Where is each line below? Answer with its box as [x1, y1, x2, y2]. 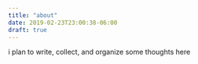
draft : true [8, 26, 47, 34]
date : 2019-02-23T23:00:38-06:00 [8, 19, 118, 27]
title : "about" [8, 11, 58, 20]
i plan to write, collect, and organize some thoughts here [8, 48, 191, 57]
